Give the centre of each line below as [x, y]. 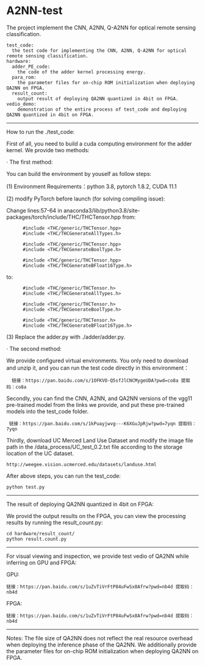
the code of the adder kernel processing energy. [82, 72]
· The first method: [30, 162]
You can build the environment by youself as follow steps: [79, 174]
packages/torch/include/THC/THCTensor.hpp [63, 217]
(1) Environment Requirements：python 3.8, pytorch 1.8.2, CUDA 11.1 [92, 186]
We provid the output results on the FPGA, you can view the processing [96, 516]
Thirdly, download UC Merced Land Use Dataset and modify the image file [100, 440]
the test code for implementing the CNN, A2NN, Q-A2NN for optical [99, 50]
